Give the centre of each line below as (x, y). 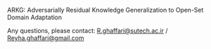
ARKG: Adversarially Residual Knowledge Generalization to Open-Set (105, 10)
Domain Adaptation (35, 17)
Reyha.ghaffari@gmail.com (46, 38)
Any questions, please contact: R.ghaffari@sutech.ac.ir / (88, 31)
